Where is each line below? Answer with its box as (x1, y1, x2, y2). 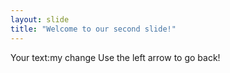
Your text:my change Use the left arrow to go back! (10, 51, 221, 63)
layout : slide (10, 14, 70, 25)
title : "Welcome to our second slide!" (10, 24, 177, 34)
